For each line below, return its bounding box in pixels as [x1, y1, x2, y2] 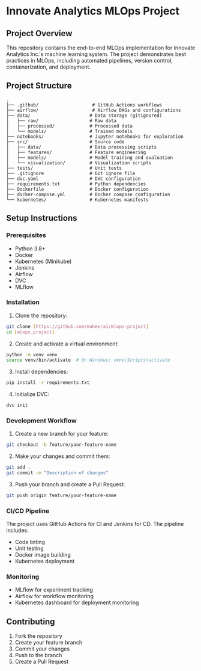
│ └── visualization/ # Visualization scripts [6, 159, 152, 166]
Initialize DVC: [14, 391, 50, 398]
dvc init [6, 402, 28, 409]
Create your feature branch [14, 639, 83, 646]
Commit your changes [14, 645, 70, 652]
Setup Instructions [6, 213, 77, 223]
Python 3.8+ [14, 245, 46, 252]
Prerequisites [6, 231, 46, 240]
